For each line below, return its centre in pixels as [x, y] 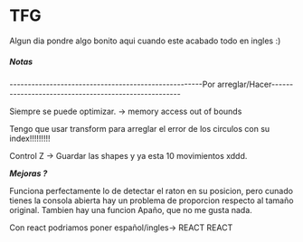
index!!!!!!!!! [30, 138]
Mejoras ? [28, 173]
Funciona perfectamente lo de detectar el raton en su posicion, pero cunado [151, 191]
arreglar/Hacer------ [255, 84]
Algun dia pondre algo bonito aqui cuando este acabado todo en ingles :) [145, 41]
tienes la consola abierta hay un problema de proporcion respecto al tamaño [151, 200]
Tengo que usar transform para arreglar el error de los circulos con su [140, 128]
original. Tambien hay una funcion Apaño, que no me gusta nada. [131, 209]
